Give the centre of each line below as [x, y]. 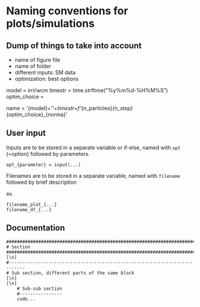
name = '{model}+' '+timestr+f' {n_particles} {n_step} [70, 108]
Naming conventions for [67, 11]
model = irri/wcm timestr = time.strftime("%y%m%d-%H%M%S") [87, 90]
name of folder [33, 66]
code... [26, 299]
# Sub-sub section [40, 289]
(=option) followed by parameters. [48, 153]
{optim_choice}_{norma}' [37, 115]
